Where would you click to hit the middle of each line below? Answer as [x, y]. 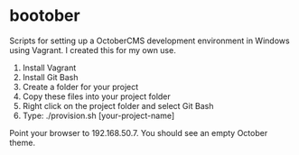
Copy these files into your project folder [97, 96]
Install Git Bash [50, 77]
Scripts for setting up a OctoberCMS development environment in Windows [150, 41]
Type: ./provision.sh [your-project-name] [98, 115]
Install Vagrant [49, 68]
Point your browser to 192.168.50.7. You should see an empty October [139, 132]
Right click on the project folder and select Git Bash [118, 105]
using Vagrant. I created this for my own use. [93, 50]
